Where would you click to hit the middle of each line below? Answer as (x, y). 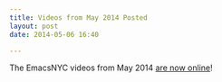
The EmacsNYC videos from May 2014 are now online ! (111, 68)
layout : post (34, 26)
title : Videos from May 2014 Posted (78, 18)
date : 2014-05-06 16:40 (54, 34)
